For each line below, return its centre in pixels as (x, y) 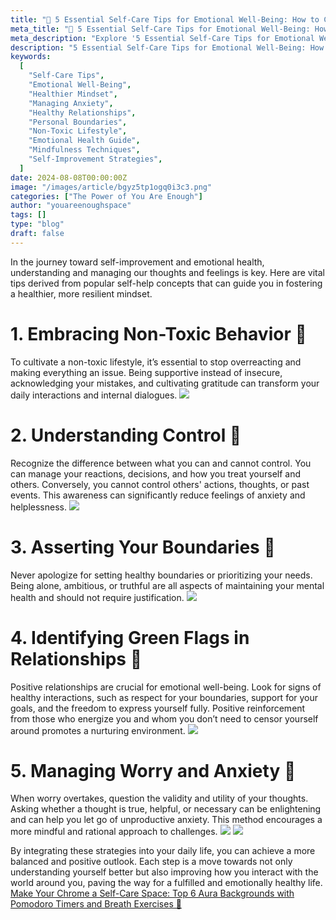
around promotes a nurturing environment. (98, 730)
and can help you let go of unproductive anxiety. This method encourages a (166, 820)
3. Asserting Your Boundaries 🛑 (143, 547)
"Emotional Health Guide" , (84, 141)
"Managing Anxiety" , (71, 103)
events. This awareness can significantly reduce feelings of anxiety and (158, 495)
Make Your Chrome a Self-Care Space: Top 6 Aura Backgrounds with (152, 893)
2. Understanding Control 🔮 (126, 435)
